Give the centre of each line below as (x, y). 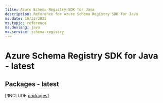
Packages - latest (32, 84)
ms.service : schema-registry (35, 32)
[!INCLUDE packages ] (27, 96)
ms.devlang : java (23, 28)
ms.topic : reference (26, 23)
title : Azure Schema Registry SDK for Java (50, 9)
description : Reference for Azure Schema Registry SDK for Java (72, 14)
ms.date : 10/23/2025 (26, 18)
